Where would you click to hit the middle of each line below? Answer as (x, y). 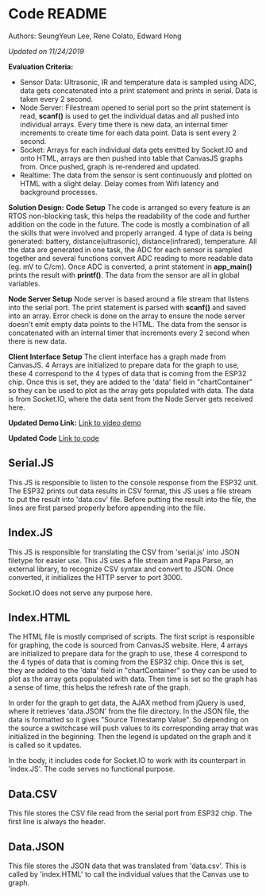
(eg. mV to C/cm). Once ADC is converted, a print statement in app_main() (130, 267)
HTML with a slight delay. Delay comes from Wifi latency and (119, 183)
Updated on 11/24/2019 (46, 51)
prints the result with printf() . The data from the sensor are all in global (124, 274)
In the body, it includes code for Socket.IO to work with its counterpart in (127, 761)
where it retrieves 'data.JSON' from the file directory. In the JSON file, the (129, 711)
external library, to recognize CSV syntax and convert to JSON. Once (121, 569)
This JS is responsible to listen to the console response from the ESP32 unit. (133, 482)
